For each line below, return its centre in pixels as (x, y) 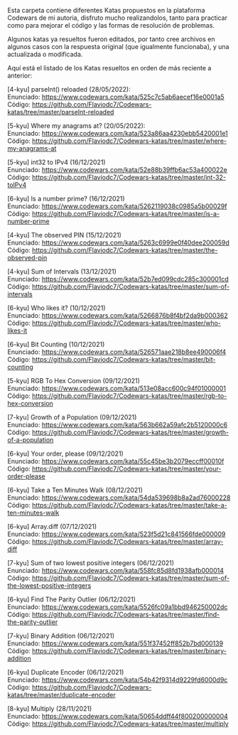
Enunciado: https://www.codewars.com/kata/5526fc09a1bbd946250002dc (118, 607)
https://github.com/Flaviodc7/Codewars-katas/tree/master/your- (126, 469)
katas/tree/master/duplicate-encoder (61, 695)
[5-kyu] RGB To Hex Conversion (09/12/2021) (74, 381)
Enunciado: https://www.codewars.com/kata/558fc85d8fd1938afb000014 (115, 570)
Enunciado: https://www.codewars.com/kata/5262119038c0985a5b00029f (117, 206)
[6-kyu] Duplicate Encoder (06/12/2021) (66, 672)
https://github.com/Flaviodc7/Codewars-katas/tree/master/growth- (130, 432)
